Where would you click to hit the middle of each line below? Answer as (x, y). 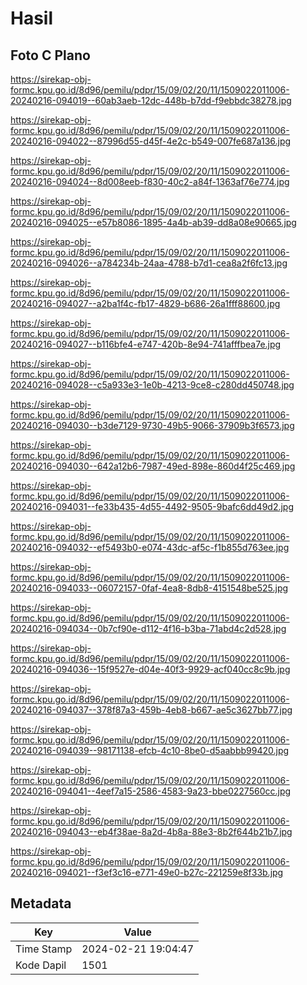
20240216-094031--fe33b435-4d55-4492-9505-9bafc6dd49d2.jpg (152, 506)
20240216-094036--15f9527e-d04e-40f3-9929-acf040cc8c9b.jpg (150, 669)
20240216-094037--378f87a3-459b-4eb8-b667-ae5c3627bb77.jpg (151, 710)
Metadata (41, 903)
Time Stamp (44, 949)
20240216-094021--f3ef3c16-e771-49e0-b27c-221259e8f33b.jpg (147, 872)
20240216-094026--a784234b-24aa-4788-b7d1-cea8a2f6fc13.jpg (149, 263)
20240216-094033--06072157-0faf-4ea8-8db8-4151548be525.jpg (149, 588)
